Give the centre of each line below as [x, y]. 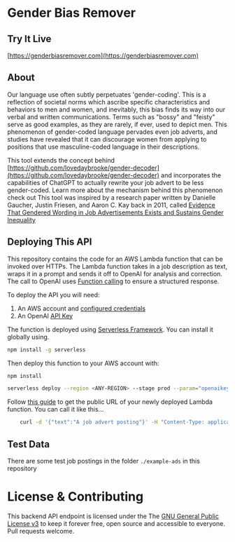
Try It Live [29, 39]
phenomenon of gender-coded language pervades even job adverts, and [113, 132]
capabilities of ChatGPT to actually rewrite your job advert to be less [106, 182]
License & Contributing [76, 497]
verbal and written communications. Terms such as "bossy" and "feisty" [111, 116]
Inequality [22, 219]
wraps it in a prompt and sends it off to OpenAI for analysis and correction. [115, 273]
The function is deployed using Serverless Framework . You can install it [110, 329]
